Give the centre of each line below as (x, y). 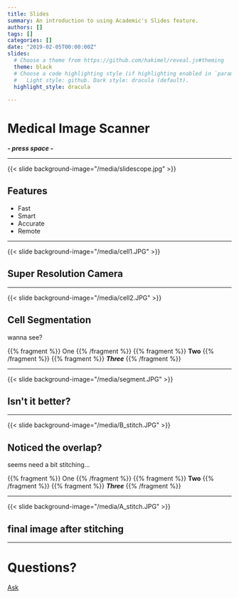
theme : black (33, 67)
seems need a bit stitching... (49, 465)
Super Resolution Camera (65, 274)
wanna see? (25, 337)
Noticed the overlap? (55, 447)
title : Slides (28, 14)
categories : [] (30, 41)
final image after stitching (66, 529)
